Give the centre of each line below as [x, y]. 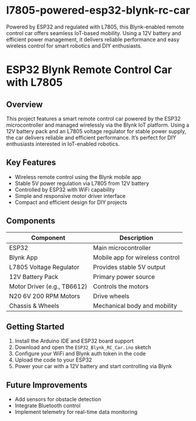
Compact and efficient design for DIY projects [71, 202]
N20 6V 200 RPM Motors [45, 296]
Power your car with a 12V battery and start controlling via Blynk [93, 366]
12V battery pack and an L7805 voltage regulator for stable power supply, [96, 131]
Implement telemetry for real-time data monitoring [76, 412]
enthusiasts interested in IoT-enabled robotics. [63, 144]
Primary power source [124, 277]
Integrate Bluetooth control [48, 406]
